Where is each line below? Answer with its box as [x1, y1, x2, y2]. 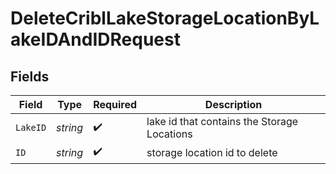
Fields [10, 68, 50, 85]
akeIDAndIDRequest [10, 28, 181, 51]
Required [93, 98, 138, 111]
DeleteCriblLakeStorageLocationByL [10, 7, 320, 30]
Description [204, 98, 263, 111]
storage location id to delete [146, 145, 278, 159]
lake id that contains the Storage [146, 115, 299, 128]
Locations [146, 127, 193, 141]
